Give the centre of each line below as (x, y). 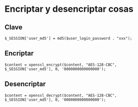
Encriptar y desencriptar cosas (69, 9)
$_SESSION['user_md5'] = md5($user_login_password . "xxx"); (69, 38)
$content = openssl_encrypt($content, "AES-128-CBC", (61, 65)
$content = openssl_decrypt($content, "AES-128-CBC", (61, 95)
